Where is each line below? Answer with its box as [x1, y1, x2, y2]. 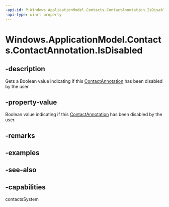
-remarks [5, 131, 35, 140]
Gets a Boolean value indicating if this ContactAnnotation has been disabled [5, 78, 162, 84]
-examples [5, 148, 40, 157]
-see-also [5, 166, 37, 174]
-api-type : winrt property [5, 12, 62, 17]
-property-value [5, 98, 57, 107]
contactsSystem [5, 196, 39, 202]
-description [5, 65, 45, 73]
